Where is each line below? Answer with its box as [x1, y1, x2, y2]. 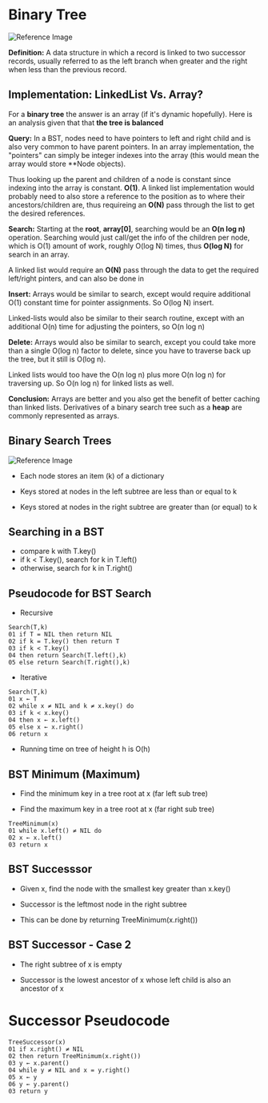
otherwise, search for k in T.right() [19, 564, 134, 573]
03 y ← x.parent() [8, 1059, 70, 1067]
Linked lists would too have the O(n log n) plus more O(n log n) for [8, 370, 226, 379]
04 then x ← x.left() [8, 716, 81, 725]
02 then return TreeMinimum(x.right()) [8, 1052, 142, 1060]
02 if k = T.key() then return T [8, 637, 120, 646]
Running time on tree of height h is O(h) [19, 744, 150, 754]
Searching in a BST [8, 525, 105, 539]
